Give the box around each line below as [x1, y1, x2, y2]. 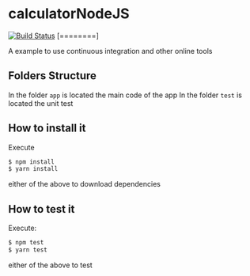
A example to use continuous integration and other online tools [8, 46, 213, 55]
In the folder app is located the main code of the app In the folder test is [8, 90, 243, 100]
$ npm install [8, 157, 55, 166]
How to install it [8, 122, 86, 135]
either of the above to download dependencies [8, 180, 161, 189]
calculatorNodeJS [8, 5, 130, 23]
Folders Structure [8, 69, 97, 83]
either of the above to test [8, 260, 93, 270]
